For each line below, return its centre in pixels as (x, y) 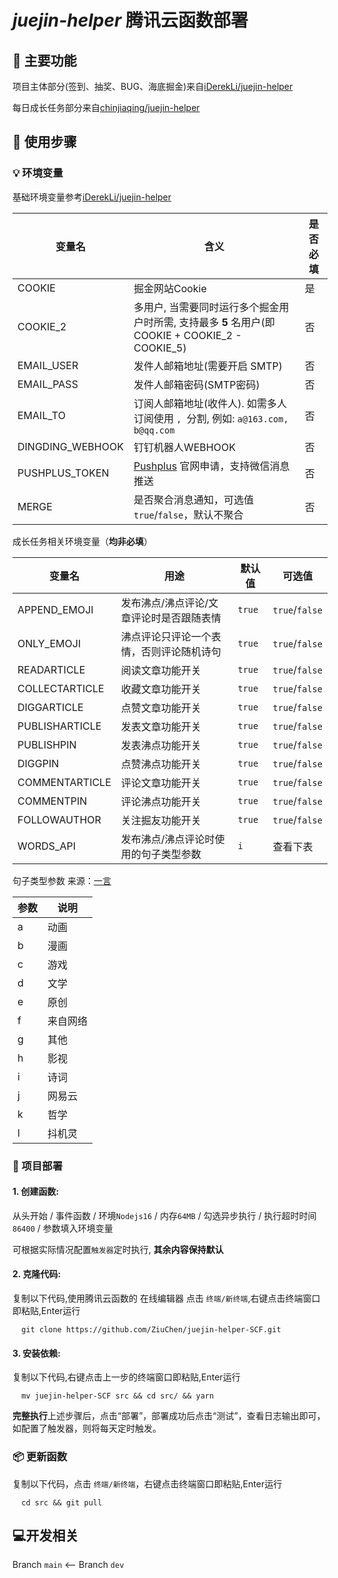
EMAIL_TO (41, 415)
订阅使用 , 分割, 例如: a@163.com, (211, 418)
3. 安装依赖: (36, 1353)
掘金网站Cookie (170, 288)
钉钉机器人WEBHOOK (184, 447)
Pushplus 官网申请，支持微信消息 (211, 466)
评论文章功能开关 (161, 783)
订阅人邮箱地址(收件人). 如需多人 (210, 403)
